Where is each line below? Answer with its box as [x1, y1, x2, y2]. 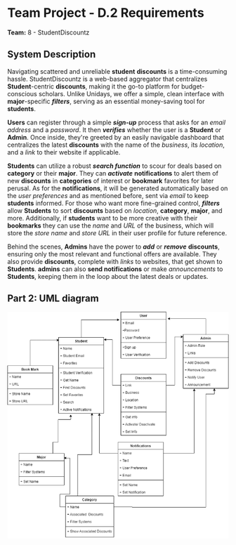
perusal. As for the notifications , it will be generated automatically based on [7, 184, 228, 192]
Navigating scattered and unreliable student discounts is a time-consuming [7, 67, 228, 75]
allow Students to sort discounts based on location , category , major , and [7, 206, 223, 215]
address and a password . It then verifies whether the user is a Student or [7, 125, 221, 134]
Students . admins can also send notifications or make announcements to [7, 265, 223, 273]
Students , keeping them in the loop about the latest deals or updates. [7, 272, 209, 280]
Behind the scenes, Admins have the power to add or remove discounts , [7, 242, 220, 251]
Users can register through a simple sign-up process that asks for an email [7, 118, 226, 126]
